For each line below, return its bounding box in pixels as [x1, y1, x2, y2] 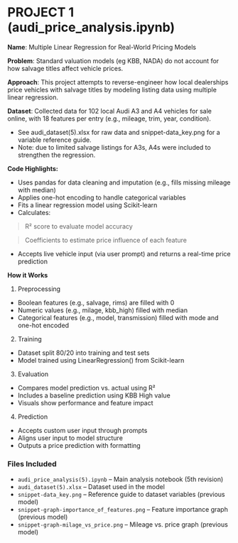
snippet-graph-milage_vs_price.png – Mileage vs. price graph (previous [17, 520, 229, 529]
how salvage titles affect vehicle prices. [7, 64, 124, 72]
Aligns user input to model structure [17, 434, 123, 442]
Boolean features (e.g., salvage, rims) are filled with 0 [17, 298, 175, 307]
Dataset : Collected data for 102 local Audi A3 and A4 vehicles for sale [7, 106, 212, 115]
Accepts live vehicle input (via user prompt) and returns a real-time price [17, 249, 231, 258]
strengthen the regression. [17, 150, 96, 159]
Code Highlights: [7, 164, 58, 172]
